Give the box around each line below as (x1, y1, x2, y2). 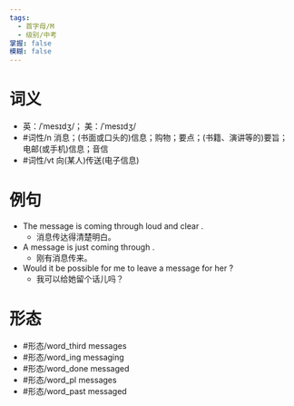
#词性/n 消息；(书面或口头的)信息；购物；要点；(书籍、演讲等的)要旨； (22, 133, 289, 144)
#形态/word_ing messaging (22, 352, 124, 362)
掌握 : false (9, 38, 52, 48)
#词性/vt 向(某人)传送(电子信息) (22, 155, 140, 166)
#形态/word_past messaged (22, 385, 127, 396)
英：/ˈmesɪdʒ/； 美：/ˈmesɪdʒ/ (22, 121, 137, 132)
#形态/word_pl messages (22, 374, 117, 385)
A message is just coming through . (22, 242, 155, 253)
